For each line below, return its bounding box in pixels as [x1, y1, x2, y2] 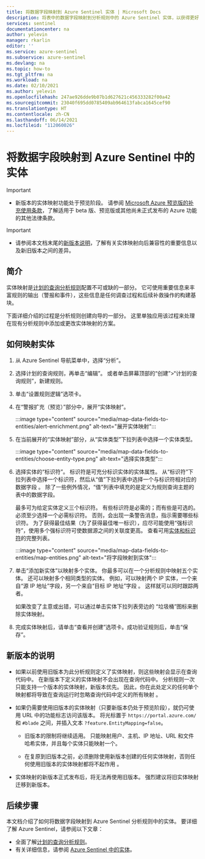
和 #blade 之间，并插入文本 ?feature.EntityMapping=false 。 [15, 719, 167, 727]
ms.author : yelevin [6, 89, 56, 95]
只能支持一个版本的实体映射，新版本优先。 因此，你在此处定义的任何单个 [15, 683, 199, 690]
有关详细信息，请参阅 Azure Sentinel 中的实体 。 [15, 846, 135, 854]
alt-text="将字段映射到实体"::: [82, 554, 157, 561]
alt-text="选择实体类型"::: [99, 455, 163, 462]
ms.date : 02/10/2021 [6, 83, 59, 89]
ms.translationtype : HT [6, 105, 67, 112]
